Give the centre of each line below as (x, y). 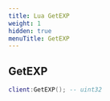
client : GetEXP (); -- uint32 (55, 90)
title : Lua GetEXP (39, 16)
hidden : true (30, 31)
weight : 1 (25, 23)
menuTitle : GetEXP (39, 38)
